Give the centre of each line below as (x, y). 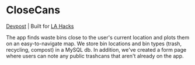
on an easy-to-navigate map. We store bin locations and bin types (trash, (94, 44)
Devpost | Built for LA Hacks (40, 26)
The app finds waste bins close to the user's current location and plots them (98, 37)
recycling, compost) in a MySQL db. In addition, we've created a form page (96, 49)
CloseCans (33, 10)
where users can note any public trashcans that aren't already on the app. (95, 56)
